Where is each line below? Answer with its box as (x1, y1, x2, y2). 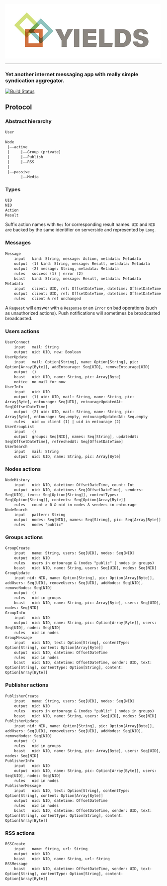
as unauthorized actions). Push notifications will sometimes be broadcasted (5, 310, 161, 316)
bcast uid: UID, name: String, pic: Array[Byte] (14, 374, 121, 379)
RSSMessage (5, 862, 28, 867)
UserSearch (5, 444, 28, 449)
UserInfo (5, 384, 23, 389)
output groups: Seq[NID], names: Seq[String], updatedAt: (14, 434, 139, 439)
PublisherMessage (5, 783, 41, 788)
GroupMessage (5, 635, 32, 641)
